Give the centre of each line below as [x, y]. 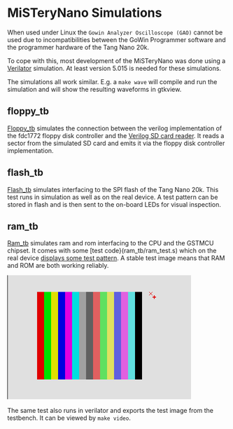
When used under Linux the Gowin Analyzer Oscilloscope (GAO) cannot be [115, 32]
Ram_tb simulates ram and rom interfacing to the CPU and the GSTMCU [111, 243]
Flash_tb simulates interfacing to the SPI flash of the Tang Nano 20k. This [113, 189]
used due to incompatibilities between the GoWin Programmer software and [116, 39]
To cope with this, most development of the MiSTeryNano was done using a [116, 60]
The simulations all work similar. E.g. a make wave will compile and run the [112, 81]
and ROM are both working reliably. [58, 266]
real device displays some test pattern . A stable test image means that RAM [116, 258]
